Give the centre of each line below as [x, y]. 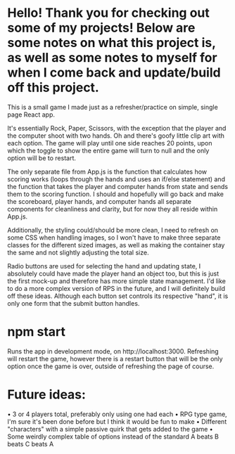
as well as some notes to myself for [112, 58]
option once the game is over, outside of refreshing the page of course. [111, 366]
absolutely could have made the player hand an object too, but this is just [113, 273]
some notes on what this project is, [112, 43]
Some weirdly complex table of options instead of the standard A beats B [113, 436]
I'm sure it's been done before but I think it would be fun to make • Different [117, 421]
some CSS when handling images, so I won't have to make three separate [114, 238]
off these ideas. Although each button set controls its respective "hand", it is [118, 296]
